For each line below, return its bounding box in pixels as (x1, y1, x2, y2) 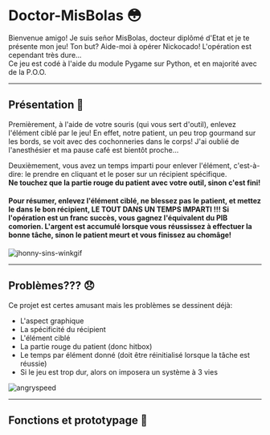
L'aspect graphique (19, 316, 84, 326)
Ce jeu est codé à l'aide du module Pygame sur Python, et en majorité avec (8, 59, 257, 68)
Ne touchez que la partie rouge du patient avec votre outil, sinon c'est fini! (8, 178, 261, 187)
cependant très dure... (8, 50, 82, 60)
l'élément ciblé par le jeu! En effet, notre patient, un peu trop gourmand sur (8, 128, 256, 137)
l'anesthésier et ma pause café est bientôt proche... (8, 145, 179, 154)
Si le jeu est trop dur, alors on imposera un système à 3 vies (19, 367, 219, 376)
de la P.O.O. (8, 67, 47, 76)
